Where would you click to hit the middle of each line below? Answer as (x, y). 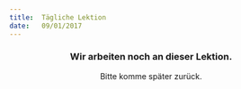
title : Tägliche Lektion (58, 17)
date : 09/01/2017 (46, 26)
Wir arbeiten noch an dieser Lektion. (151, 57)
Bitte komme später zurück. (151, 76)
